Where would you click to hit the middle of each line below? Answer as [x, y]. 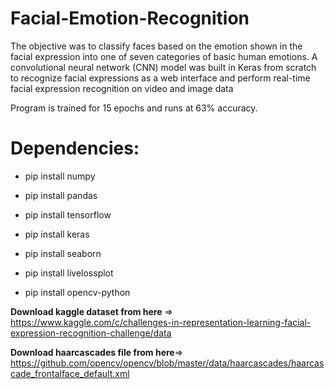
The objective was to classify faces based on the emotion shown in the [156, 46]
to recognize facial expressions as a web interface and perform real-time [160, 78]
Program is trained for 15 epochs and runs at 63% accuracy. [134, 108]
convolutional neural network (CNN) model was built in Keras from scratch [163, 67]
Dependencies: [75, 148]
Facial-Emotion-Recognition [130, 18]
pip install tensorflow [68, 214]
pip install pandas [61, 195]
